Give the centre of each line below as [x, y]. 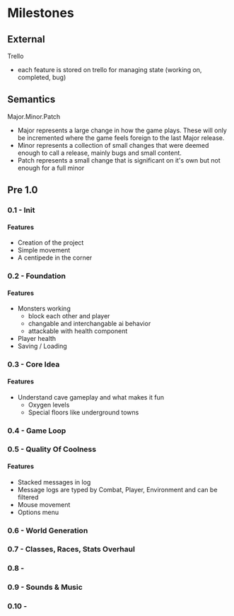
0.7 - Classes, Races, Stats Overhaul [71, 550]
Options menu [38, 512]
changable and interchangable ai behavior [89, 324]
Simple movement [44, 250]
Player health [37, 339]
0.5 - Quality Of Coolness [52, 449]
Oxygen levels [49, 405]
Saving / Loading [42, 346]
